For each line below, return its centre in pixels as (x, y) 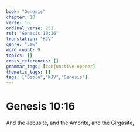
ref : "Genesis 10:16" (33, 34)
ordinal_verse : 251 (30, 28)
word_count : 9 (23, 50)
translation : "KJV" (30, 39)
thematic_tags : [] (28, 72)
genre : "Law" (22, 45)
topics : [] (19, 55)
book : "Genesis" (26, 11)
